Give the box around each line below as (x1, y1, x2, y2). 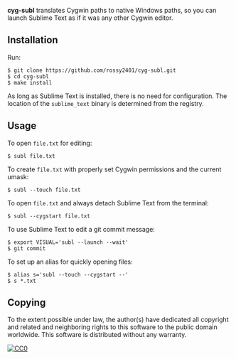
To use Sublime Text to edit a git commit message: (7, 225, 155, 233)
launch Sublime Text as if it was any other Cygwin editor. (7, 14, 173, 22)
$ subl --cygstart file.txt (7, 213, 91, 220)
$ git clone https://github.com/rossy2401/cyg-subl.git (7, 67, 176, 74)
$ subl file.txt (7, 152, 55, 159)
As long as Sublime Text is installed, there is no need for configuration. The (7, 92, 227, 100)
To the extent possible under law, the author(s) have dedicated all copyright (7, 316, 229, 324)
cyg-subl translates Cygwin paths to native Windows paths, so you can (7, 6, 217, 14)
